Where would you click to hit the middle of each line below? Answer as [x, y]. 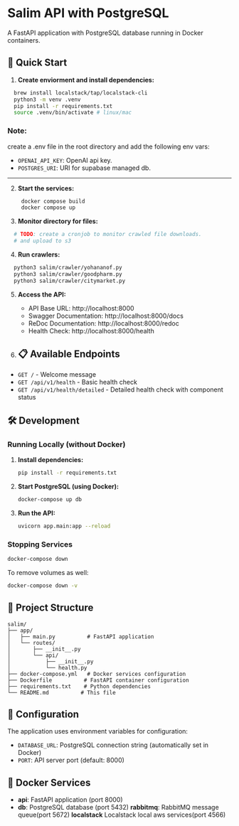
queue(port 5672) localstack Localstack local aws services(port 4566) [122, 815]
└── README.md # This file [62, 692]
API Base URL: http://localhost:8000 [81, 308]
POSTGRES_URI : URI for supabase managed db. [84, 168]
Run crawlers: [39, 254]
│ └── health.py [47, 667]
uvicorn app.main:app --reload [64, 526]
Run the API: [36, 513]
